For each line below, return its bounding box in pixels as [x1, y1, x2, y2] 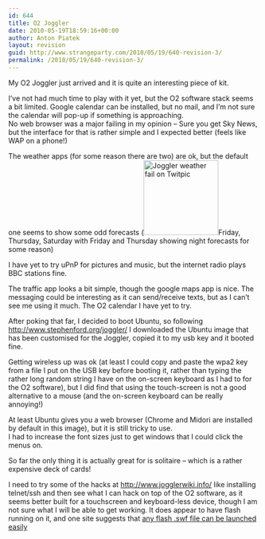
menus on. [8, 440, 44, 450]
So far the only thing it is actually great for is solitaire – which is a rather [8, 455, 243, 465]
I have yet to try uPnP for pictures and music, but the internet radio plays [8, 260, 247, 269]
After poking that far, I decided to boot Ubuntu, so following [8, 316, 204, 325]
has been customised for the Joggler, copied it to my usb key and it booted [8, 332, 255, 343]
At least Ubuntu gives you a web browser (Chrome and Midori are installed [8, 415, 253, 424]
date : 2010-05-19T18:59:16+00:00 [8, 26, 119, 34]
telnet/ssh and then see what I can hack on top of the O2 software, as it [8, 488, 243, 498]
